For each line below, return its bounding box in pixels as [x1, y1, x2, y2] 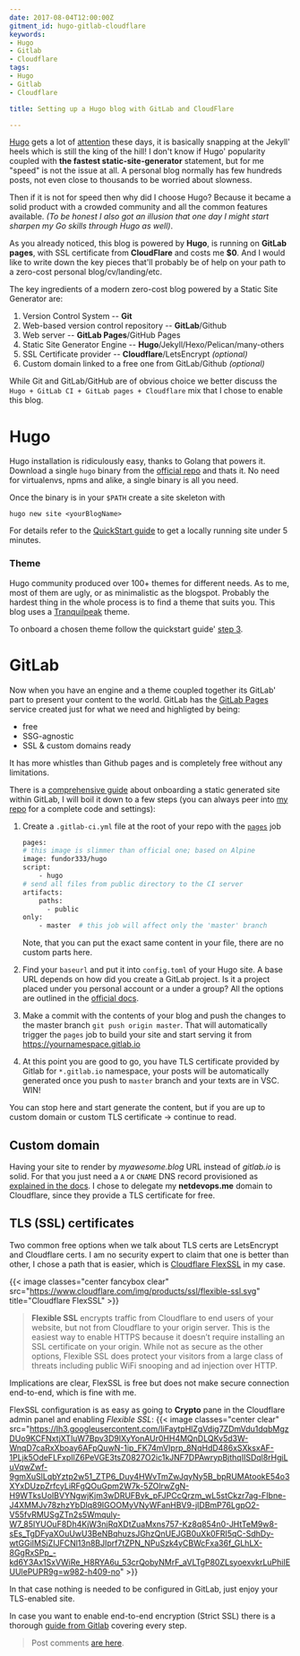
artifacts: [21, 888, 64, 897]
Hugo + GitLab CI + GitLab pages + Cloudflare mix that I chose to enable [9, 385, 284, 396]
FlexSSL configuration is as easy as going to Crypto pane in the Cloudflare [9, 1404, 286, 1415]
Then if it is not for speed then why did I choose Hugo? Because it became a [9, 192, 292, 203]
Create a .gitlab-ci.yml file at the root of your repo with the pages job [21, 821, 282, 832]
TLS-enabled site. [9, 1592, 75, 1604]
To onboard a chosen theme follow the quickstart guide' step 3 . [9, 624, 244, 634]
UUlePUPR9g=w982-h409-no [9, 1565, 121, 1577]
